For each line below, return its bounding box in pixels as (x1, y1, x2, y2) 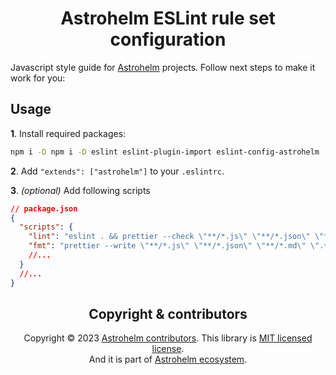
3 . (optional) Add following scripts (10, 184, 151, 196)
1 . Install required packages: (10, 127, 127, 139)
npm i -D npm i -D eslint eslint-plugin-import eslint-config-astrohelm (10, 147, 320, 157)
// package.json (10, 203, 78, 214)
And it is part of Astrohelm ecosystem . (88, 353, 248, 366)
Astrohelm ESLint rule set (60, 7, 276, 30)
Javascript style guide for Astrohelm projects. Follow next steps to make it (10, 61, 316, 73)
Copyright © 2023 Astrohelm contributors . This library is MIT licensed (23, 332, 313, 344)
